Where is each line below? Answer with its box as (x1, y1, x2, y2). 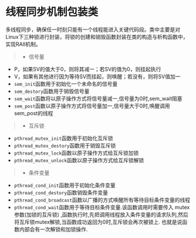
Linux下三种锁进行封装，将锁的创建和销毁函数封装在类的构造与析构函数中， (5, 33, 188, 40)
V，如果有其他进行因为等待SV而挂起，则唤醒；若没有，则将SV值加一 (13, 73, 181, 80)
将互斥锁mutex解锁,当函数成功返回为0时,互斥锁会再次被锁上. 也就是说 (13, 218, 183, 225)
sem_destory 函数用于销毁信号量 (13, 88, 90, 95)
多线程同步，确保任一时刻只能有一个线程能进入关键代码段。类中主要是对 (5, 26, 180, 33)
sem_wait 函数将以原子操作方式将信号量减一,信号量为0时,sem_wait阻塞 (13, 95, 183, 102)
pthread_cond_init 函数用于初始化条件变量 (13, 182, 116, 189)
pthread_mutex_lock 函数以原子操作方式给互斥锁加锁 (13, 149, 139, 156)
